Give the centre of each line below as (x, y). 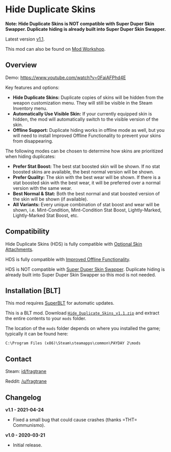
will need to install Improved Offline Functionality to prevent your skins (87, 135)
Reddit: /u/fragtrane (26, 381)
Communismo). (29, 425)
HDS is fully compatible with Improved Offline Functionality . (68, 259)
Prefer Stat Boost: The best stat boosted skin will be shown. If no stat (86, 166)
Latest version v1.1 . (25, 39)
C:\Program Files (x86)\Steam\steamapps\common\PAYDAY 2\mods (73, 343)
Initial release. (27, 445)
